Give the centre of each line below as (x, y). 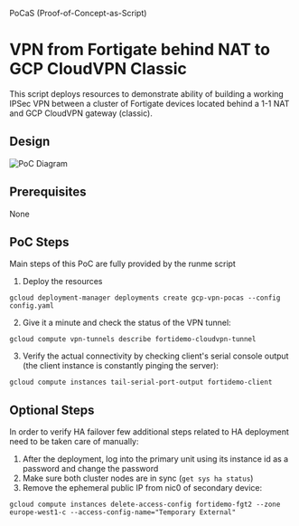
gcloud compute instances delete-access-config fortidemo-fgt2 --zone (145, 505)
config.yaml (32, 306)
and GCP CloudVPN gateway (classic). (81, 113)
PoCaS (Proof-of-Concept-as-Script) (78, 13)
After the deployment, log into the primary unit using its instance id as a (155, 459)
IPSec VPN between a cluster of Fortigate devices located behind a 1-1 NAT (149, 103)
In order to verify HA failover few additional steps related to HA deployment (149, 432)
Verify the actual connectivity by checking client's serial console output (155, 356)
